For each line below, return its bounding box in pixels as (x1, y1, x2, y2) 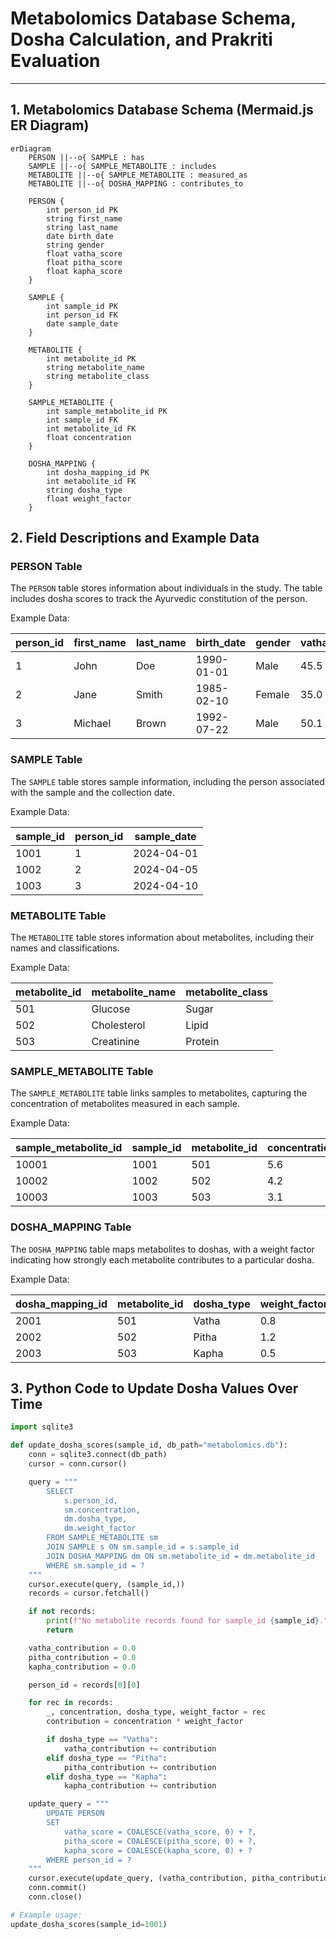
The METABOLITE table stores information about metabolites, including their (10, 932, 315, 944)
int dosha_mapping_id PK (46, 467, 150, 477)
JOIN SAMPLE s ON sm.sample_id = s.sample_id (46, 1542, 240, 1552)
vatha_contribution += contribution (63, 1743, 217, 1754)
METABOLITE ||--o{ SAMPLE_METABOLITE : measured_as (28, 170, 248, 180)
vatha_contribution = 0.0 (28, 1643, 137, 1653)
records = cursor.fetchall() (28, 1588, 150, 1599)
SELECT (46, 1486, 74, 1496)
